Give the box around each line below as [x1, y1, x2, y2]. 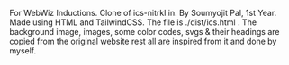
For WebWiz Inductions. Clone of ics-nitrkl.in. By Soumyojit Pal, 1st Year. [9, 8, 277, 18]
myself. [9, 45, 37, 56]
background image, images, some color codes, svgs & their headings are [9, 27, 281, 37]
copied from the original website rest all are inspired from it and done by [9, 36, 277, 46]
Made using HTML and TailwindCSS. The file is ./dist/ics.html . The [9, 17, 257, 28]
